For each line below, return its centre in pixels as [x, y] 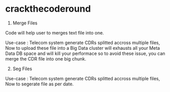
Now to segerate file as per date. [40, 84]
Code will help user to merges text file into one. [55, 33]
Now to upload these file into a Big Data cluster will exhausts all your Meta [83, 48]
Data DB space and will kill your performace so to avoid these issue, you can [85, 53]
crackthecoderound [48, 9]
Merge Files [25, 23]
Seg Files [22, 69]
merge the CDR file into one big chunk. [46, 58]
